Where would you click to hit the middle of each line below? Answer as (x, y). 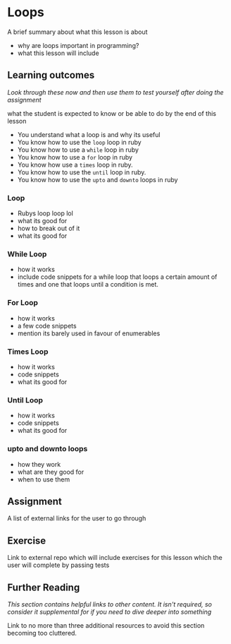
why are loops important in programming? (78, 45)
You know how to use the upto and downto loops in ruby (98, 179)
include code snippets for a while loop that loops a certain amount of (117, 277)
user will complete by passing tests (58, 565)
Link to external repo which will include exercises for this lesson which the (115, 558)
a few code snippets (47, 326)
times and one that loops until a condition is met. (88, 285)
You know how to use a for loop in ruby (75, 157)
